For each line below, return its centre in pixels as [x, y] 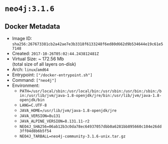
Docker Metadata [32, 26]
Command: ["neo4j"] [34, 80]
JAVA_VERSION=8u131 [40, 116]
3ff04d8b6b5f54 [35, 131]
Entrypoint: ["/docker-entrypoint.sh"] [52, 75]
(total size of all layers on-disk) [44, 64]
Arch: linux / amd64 [30, 69]
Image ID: [22, 38]
